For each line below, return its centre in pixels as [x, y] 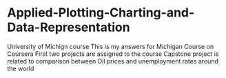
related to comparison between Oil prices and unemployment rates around [113, 61]
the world [21, 68]
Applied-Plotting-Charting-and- [101, 13]
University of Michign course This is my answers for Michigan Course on [111, 46]
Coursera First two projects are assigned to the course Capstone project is [113, 54]
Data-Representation [69, 27]
